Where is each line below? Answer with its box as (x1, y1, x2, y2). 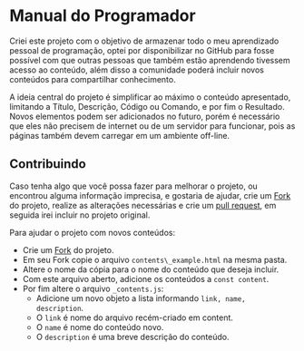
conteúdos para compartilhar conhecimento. (9, 73, 176, 84)
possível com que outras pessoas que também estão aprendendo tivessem (9, 54, 290, 65)
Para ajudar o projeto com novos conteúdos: (9, 227, 175, 238)
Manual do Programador (9, 5, 197, 26)
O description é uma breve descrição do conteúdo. (35, 331, 230, 342)
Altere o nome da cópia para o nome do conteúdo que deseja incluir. (22, 264, 279, 275)
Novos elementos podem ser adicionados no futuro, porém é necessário (9, 111, 280, 122)
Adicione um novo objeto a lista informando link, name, (35, 292, 247, 304)
